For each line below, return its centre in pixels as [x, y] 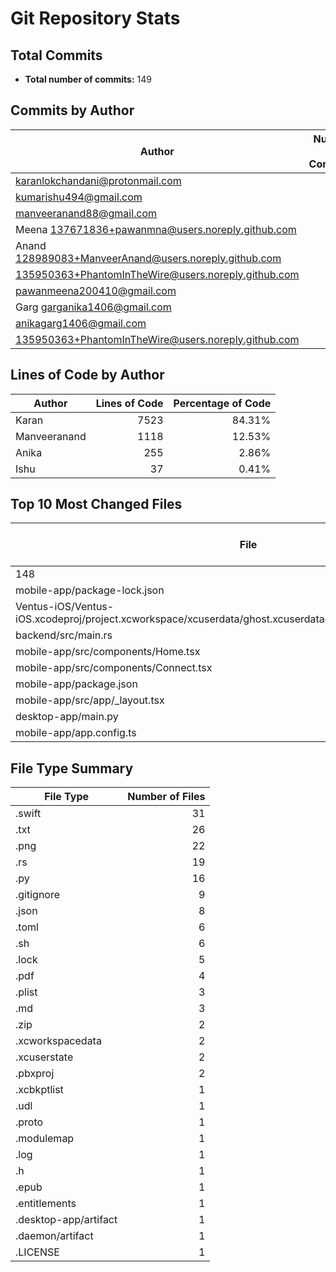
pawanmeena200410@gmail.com [96, 290]
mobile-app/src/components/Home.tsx [108, 652]
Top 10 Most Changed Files [96, 504]
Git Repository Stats [95, 18]
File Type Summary [72, 768]
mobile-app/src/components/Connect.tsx [114, 668]
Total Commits [56, 55]
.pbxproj [35, 1074]
